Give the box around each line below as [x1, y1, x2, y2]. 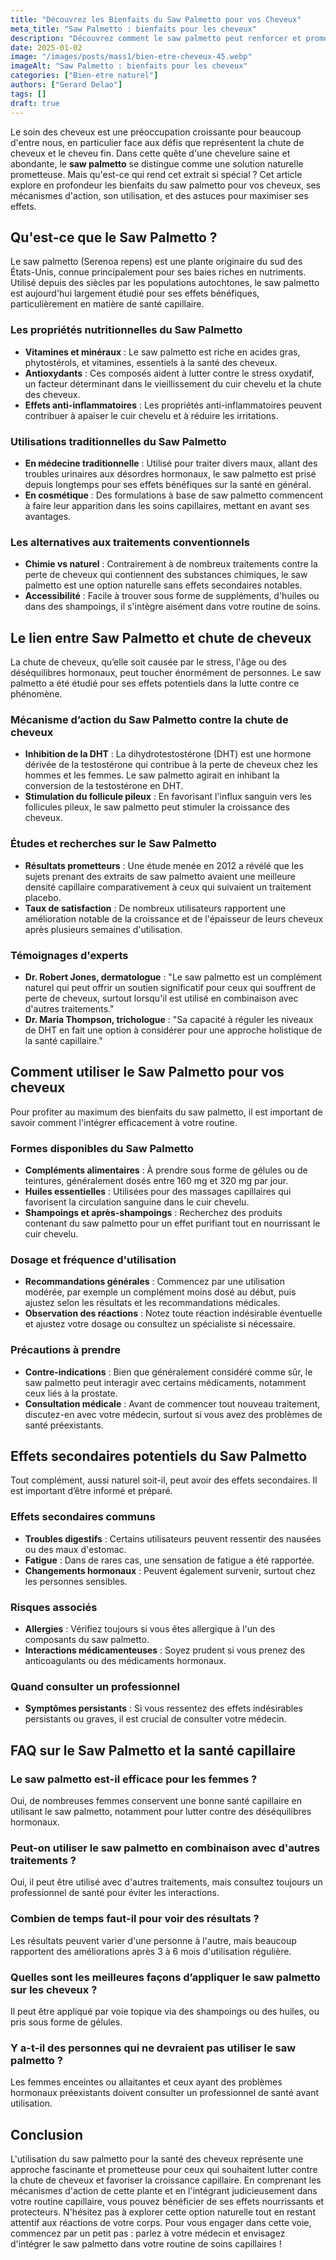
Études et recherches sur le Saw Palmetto [10, 837, 217, 851]
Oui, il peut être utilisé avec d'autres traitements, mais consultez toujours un [10, 1876, 323, 1888]
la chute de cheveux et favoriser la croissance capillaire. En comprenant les [10, 2174, 322, 2186]
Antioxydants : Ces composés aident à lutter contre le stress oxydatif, [24, 367, 315, 379]
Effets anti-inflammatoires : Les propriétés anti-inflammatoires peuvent [24, 399, 323, 411]
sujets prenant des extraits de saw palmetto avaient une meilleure [24, 870, 296, 882]
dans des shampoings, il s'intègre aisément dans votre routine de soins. [24, 601, 321, 613]
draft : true [10, 98, 60, 108]
